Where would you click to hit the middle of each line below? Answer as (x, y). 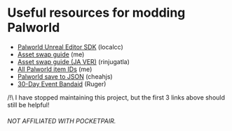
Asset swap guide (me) (51, 54)
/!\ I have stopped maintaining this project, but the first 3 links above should (116, 97)
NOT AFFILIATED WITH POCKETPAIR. (62, 121)
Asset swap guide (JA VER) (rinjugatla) (73, 61)
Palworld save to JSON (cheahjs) (65, 76)
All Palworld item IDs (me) (55, 69)
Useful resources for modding (96, 13)
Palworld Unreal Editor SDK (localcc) (70, 47)
